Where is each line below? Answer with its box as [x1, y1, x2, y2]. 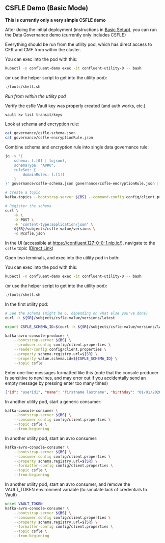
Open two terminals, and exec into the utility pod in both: [5, 255, 120, 261]
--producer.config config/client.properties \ [14, 342, 111, 347]
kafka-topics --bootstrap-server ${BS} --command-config [5, 195, 124, 200]
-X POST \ [14, 217, 34, 222]
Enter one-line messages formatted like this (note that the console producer [5, 369, 159, 375]
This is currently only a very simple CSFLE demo [5, 17, 106, 23]
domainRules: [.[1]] [23, 172, 65, 177]
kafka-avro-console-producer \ [5, 333, 69, 338]
